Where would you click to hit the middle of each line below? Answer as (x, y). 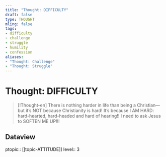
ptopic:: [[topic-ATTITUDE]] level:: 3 (42, 149)
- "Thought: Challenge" (30, 62)
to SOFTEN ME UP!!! (38, 121)
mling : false (19, 24)
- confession (19, 52)
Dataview (20, 137)
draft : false (19, 15)
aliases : (14, 57)
